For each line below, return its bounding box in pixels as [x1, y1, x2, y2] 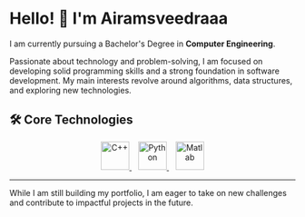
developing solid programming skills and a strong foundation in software [9, 65, 280, 76]
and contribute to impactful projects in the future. [9, 197, 193, 208]
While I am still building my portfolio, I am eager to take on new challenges [9, 187, 288, 198]
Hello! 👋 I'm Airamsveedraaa [9, 8, 229, 29]
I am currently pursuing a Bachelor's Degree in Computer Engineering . [9, 38, 276, 49]
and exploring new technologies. [9, 84, 132, 95]
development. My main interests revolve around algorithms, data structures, [9, 74, 293, 85]
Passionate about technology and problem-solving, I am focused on [9, 55, 263, 66]
